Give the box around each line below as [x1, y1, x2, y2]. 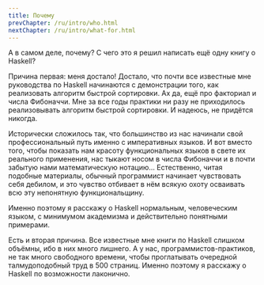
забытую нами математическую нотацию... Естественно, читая [8, 163, 223, 173]
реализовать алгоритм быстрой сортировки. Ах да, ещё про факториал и [8, 89, 257, 98]
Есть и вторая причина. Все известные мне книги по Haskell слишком [8, 235, 245, 245]
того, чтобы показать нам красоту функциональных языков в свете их [8, 146, 247, 155]
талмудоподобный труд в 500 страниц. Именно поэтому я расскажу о [8, 260, 247, 270]
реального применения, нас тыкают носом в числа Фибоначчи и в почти [8, 154, 255, 164]
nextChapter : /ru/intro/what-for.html [8, 26, 136, 34]
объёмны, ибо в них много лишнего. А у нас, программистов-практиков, [8, 244, 255, 253]
